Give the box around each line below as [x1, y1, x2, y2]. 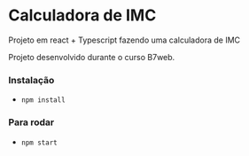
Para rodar [8, 116, 55, 129]
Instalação [8, 74, 55, 86]
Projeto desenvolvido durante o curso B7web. [8, 51, 175, 62]
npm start [20, 138, 58, 147]
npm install [20, 96, 66, 105]
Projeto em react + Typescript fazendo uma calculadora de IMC [8, 35, 241, 45]
